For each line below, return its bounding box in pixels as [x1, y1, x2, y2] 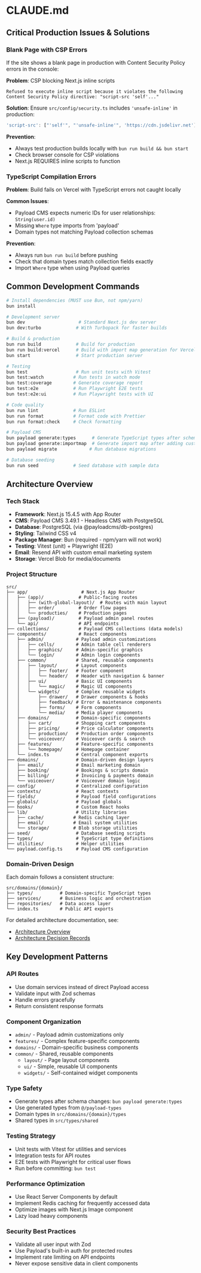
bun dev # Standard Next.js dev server [6, 319, 157, 325]
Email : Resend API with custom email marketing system [14, 549, 153, 556]
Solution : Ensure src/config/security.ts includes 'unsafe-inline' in [6, 104, 178, 111]
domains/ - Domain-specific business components [14, 1044, 139, 1051]
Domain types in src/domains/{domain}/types [14, 1111, 127, 1118]
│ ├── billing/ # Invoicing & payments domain [6, 772, 154, 779]
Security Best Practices [6, 1227, 77, 1235]
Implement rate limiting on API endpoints [14, 1253, 115, 1261]
